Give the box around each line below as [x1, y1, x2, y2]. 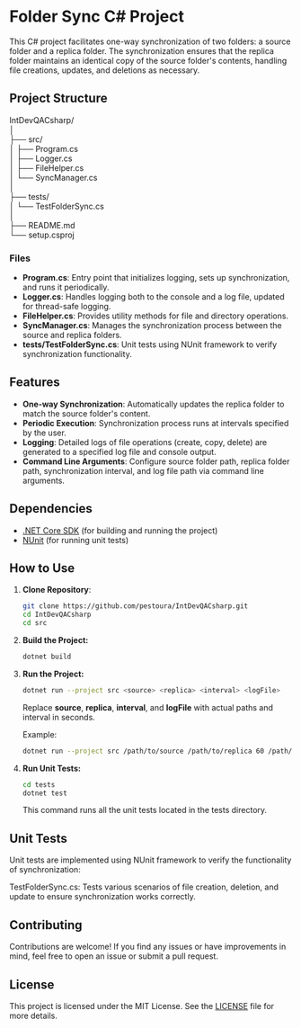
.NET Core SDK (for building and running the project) [22, 524, 218, 536]
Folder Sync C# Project [9, 6, 185, 27]
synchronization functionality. [22, 349, 133, 360]
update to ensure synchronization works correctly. [9, 891, 196, 902]
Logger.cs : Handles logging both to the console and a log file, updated [22, 291, 285, 302]
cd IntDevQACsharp [22, 610, 92, 620]
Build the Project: [22, 635, 89, 646]
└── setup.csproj [9, 229, 75, 240]
